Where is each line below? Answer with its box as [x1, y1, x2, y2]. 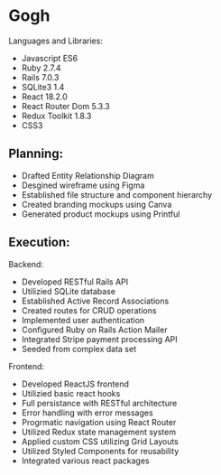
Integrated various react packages [21, 455, 150, 466]
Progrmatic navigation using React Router [21, 416, 177, 427]
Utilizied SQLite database [21, 285, 116, 296]
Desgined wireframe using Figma [21, 180, 145, 191]
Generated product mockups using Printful [21, 209, 180, 219]
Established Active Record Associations [21, 295, 170, 306]
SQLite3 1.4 [21, 81, 65, 92]
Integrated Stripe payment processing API [21, 333, 178, 344]
